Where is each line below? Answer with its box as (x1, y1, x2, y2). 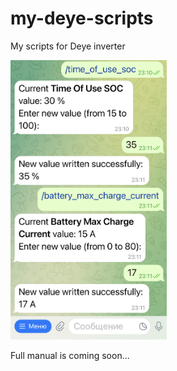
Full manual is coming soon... (10, 349, 130, 361)
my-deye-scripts (10, 7, 154, 30)
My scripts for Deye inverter (10, 40, 126, 52)
